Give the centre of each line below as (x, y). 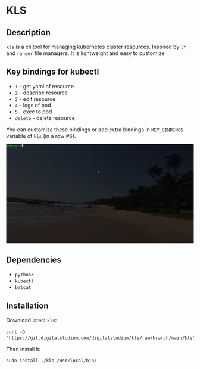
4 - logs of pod (33, 105)
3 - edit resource (35, 99)
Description (28, 33)
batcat (23, 287)
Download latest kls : (32, 320)
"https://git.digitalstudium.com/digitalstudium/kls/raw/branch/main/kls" (101, 338)
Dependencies (34, 260)
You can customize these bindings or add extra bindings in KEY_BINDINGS (95, 130)
